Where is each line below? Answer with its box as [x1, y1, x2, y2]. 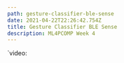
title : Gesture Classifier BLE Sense [7, 23, 118, 30]
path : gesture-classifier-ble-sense [7, 10, 114, 17]
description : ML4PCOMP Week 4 [7, 29, 96, 37]
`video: [7, 49, 27, 57]
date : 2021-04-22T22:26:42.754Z [7, 17, 102, 24]
